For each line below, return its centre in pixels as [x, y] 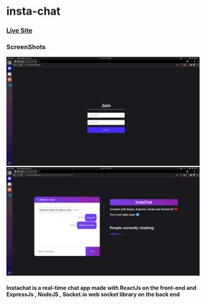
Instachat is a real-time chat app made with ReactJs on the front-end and [101, 288]
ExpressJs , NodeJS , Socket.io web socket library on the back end [93, 294]
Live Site [19, 31]
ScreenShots [26, 47]
